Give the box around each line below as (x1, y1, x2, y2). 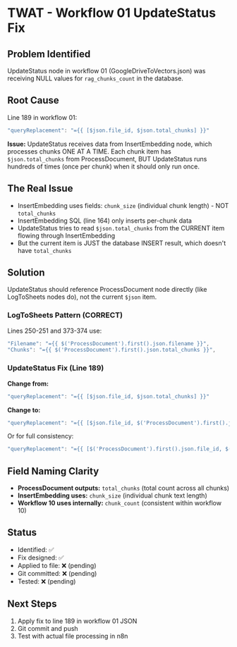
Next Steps (7, 598, 57, 610)
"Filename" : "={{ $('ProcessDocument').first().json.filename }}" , (7, 340, 210, 347)
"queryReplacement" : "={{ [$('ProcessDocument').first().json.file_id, (7, 445, 222, 452)
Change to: (7, 405, 41, 414)
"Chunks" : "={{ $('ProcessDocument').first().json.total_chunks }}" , (7, 347, 217, 354)
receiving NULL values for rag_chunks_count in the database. (7, 74, 183, 82)
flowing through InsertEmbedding (17, 231, 115, 240)
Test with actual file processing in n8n (17, 631, 128, 640)
